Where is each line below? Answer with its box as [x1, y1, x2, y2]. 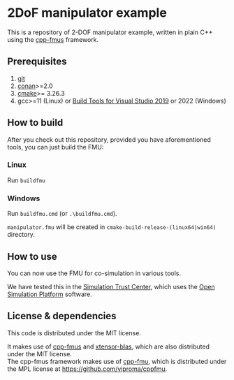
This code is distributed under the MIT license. [7, 328, 142, 337]
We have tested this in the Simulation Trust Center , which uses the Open [7, 282, 215, 291]
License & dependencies [7, 310, 117, 322]
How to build [7, 117, 64, 129]
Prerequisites [7, 56, 67, 68]
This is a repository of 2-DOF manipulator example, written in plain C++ [7, 28, 213, 36]
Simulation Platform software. [7, 290, 92, 298]
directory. [7, 231, 35, 239]
